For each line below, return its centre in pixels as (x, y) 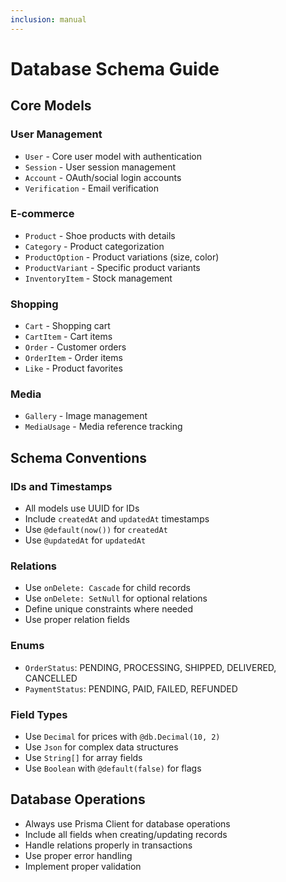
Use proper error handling (78, 855)
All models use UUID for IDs (82, 508)
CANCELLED (51, 678)
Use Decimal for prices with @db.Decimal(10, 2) (122, 736)
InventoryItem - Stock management (98, 278)
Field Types (39, 714)
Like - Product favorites (73, 368)
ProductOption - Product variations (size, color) (122, 257)
